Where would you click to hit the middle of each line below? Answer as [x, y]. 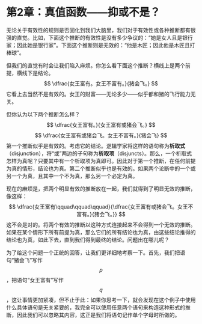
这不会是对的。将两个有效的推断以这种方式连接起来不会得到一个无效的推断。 [101, 225]
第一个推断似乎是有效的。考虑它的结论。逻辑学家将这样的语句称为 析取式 [96, 145]
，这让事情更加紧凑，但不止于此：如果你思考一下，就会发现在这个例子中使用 [101, 300]
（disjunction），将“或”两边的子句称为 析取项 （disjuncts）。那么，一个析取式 [99, 153]
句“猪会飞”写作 [25, 260]
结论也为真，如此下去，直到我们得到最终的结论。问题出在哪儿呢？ [88, 240]
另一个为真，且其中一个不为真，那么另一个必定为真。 [72, 176]
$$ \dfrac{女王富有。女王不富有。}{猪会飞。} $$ [101, 83]
